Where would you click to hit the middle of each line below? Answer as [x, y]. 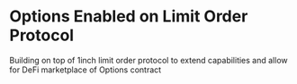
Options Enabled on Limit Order [129, 17]
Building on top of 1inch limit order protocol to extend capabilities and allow [148, 60]
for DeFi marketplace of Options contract [85, 70]
